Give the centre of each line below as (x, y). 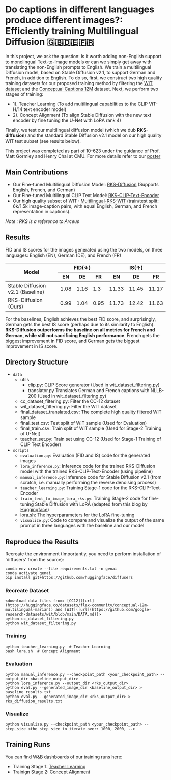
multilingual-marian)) (29, 610)
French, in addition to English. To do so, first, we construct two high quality (84, 78)
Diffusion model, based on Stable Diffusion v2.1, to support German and (80, 72)
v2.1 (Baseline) (26, 292)
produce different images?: (64, 20)
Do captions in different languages (80, 9)
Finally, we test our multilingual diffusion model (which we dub (71, 130)
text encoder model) (45, 109)
